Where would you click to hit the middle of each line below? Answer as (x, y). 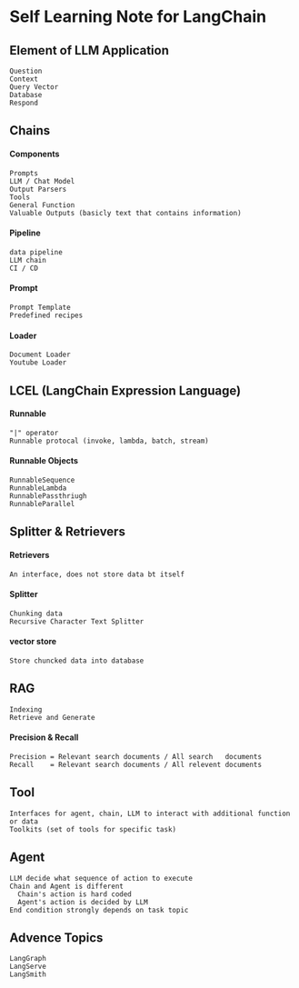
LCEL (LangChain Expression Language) (125, 390)
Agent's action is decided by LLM (83, 902)
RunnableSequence (42, 480)
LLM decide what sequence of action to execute (101, 878)
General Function (42, 205)
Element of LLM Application (90, 50)
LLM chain (28, 260)
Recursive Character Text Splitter (77, 621)
